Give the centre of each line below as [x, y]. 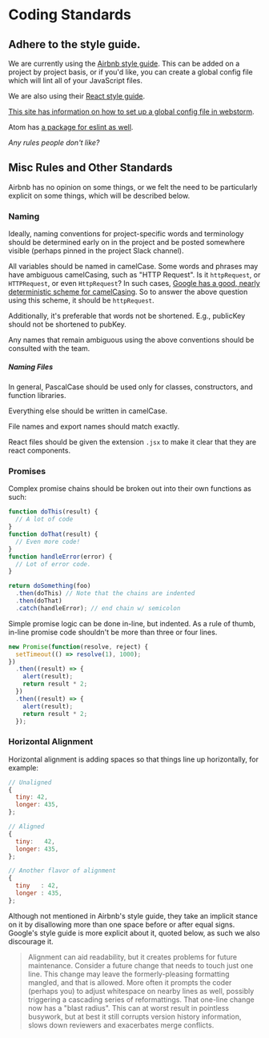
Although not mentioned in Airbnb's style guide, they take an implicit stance [133, 915]
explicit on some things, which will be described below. [99, 195]
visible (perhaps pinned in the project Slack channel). [96, 251]
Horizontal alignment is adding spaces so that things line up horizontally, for [133, 759]
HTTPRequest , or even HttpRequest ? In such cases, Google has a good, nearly [134, 284]
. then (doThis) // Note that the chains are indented [105, 593]
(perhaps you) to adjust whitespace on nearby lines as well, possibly [141, 991]
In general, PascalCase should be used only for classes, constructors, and [131, 387]
